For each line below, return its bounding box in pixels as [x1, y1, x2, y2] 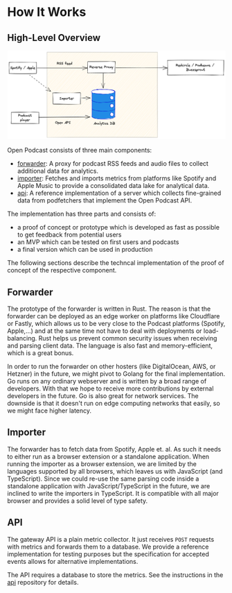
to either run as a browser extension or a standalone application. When [7, 452, 210, 461]
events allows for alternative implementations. [7, 557, 139, 565]
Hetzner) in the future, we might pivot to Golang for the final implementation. [7, 370, 226, 378]
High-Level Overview [7, 32, 101, 44]
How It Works [7, 4, 87, 20]
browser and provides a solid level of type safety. [7, 497, 148, 505]
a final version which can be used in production [17, 246, 153, 254]
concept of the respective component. [7, 266, 117, 275]
